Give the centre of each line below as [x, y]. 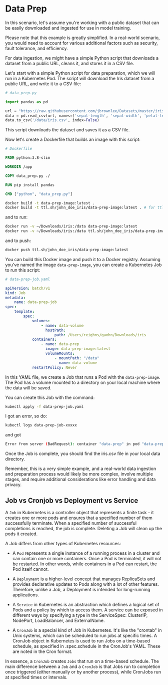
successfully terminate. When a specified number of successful [71, 523]
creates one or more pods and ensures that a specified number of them [79, 518]
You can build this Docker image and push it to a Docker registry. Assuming [83, 259]
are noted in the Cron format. [42, 651]
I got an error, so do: [26, 416]
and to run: [16, 217]
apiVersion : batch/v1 [28, 288]
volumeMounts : [60, 354]
